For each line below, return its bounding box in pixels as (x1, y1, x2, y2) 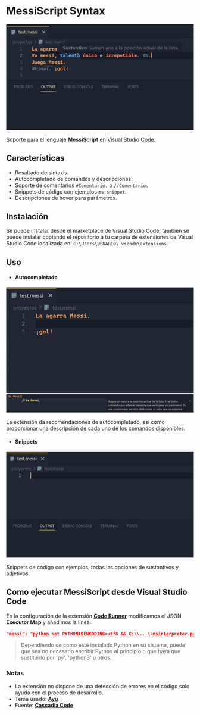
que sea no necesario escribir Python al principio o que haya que (20, 648, 181, 655)
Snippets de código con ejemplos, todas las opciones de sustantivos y (6, 563, 179, 570)
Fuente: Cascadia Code (14, 701, 73, 709)
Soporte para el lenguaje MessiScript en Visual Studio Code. (6, 136, 156, 143)
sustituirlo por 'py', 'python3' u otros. (20, 654, 112, 662)
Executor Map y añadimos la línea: (6, 618, 92, 626)
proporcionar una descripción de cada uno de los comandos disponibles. (6, 425, 186, 432)
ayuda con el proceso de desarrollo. (14, 689, 104, 696)
